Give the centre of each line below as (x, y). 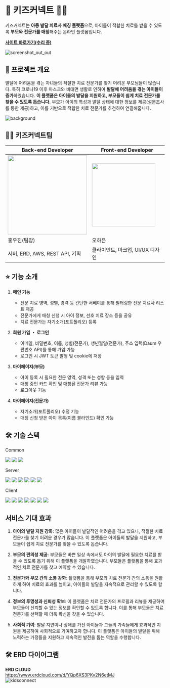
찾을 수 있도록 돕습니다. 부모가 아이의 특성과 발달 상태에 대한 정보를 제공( (77, 102)
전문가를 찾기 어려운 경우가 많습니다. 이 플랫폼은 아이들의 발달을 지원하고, (85, 537)
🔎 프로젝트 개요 (27, 70)
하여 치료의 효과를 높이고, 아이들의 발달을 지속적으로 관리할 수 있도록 (90, 584)
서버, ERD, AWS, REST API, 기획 (45, 253)
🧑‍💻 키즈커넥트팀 (29, 135)
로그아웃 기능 (33, 390)
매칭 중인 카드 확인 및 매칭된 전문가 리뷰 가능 (64, 384)
